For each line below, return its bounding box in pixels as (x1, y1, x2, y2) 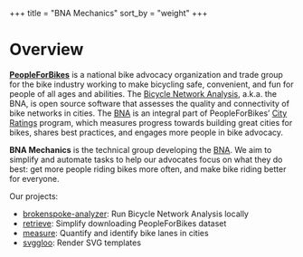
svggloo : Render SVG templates (22, 237, 142, 248)
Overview (9, 40, 84, 60)
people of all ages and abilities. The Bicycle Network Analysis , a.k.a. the (9, 88, 278, 99)
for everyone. (9, 173, 60, 184)
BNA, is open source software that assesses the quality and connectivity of (9, 98, 289, 109)
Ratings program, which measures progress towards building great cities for (9, 117, 293, 128)
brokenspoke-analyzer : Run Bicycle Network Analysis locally (22, 208, 249, 219)
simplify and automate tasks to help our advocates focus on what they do (9, 154, 283, 165)
